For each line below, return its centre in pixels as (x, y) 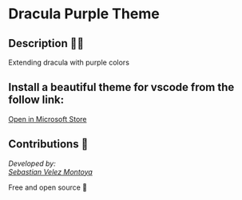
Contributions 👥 (48, 144)
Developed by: (32, 163)
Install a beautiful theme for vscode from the (121, 87)
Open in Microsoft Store (48, 119)
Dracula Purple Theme (84, 14)
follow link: (36, 100)
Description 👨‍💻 (46, 43)
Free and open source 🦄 (48, 187)
